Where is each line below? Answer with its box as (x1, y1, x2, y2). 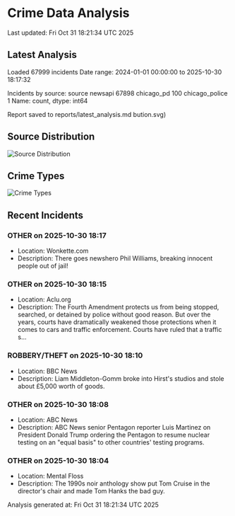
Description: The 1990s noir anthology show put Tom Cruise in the (17, 479, 210, 488)
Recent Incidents (7, 209, 83, 221)
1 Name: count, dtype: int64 (7, 96, 88, 105)
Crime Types (7, 170, 65, 182)
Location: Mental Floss (17, 472, 84, 481)
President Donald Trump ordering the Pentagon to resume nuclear (17, 430, 210, 439)
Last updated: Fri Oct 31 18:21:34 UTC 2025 (7, 28, 134, 37)
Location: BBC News (17, 367, 78, 375)
